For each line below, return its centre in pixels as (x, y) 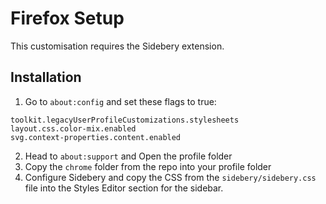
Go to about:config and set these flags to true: (120, 101)
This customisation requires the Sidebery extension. (117, 46)
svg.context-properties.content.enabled (96, 137)
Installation (46, 77)
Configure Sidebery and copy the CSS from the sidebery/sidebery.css (170, 177)
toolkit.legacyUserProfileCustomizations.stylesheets (125, 120)
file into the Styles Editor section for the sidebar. (124, 188)
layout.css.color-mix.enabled (73, 128)
